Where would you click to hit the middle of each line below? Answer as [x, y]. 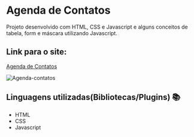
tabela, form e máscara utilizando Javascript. [62, 33]
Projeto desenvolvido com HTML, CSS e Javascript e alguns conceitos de [97, 27]
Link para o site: [37, 52]
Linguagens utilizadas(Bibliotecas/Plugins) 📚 [93, 97]
